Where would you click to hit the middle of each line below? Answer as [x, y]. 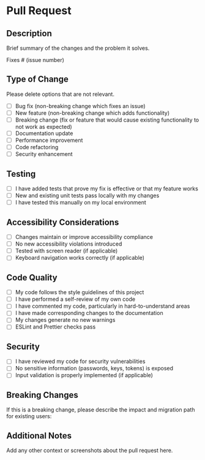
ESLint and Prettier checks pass [55, 327]
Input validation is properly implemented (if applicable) [84, 375]
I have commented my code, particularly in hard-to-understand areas [102, 306]
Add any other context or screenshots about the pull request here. [90, 450]
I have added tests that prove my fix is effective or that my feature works [107, 189]
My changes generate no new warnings [65, 320]
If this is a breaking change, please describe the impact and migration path [101, 410]
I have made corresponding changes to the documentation [89, 313]
